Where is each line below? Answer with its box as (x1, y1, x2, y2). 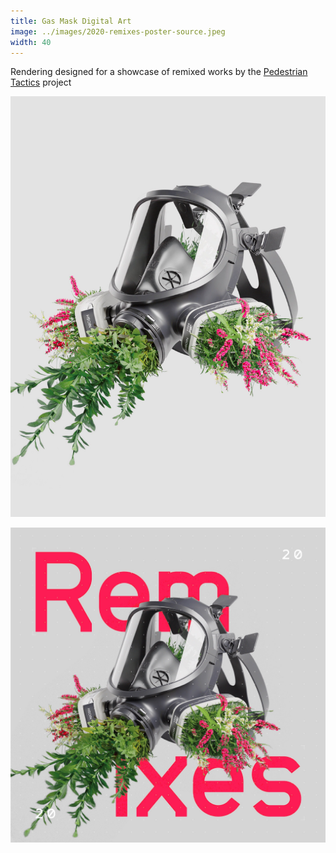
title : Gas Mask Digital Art (10, 16, 132, 26)
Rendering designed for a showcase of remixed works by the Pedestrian (10, 66, 308, 78)
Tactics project (10, 76, 72, 89)
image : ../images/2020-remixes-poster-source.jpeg (10, 26, 226, 37)
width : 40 (10, 37, 52, 47)
